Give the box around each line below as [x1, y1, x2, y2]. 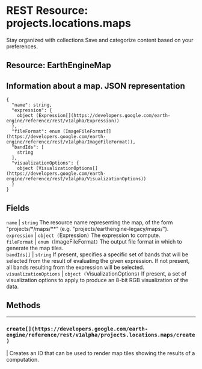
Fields [6, 203, 30, 213]
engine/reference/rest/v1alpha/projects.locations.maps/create [6, 331, 195, 338]
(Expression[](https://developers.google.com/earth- [35, 113, 171, 119]
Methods [6, 300, 41, 311]
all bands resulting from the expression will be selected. [6, 263, 144, 271]
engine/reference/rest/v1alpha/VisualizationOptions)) [6, 176, 147, 182]
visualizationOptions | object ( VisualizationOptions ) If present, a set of [6, 270, 187, 277]
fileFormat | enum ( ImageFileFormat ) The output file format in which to [6, 238, 182, 245]
